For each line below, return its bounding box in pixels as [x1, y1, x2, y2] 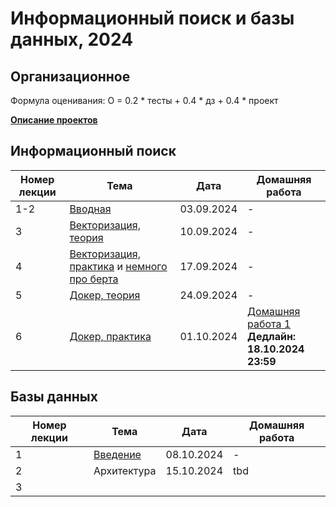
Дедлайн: [247, 329, 297, 343]
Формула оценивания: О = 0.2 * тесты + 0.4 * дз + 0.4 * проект [10, 95, 279, 106]
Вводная [69, 202, 112, 216]
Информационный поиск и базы [10, 7, 295, 30]
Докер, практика [69, 329, 152, 343]
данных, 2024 [10, 28, 134, 51]
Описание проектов [10, 114, 98, 126]
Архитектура [93, 463, 157, 477]
